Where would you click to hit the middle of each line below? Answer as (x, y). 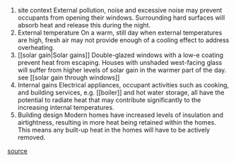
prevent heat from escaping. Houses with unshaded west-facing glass (120, 62)
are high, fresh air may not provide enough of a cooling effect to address (123, 40)
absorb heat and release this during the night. (84, 25)
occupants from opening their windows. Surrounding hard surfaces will (121, 18)
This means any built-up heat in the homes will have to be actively (114, 130)
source (18, 151)
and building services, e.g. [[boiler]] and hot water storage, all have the (121, 92)
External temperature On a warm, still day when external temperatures (120, 32)
